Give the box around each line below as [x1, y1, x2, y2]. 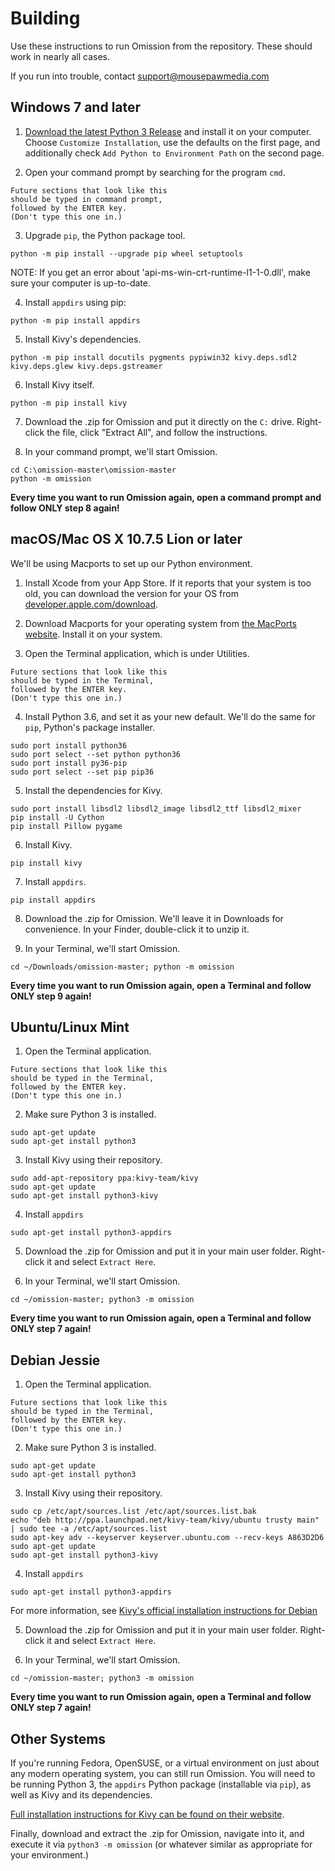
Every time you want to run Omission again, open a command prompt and [10, 491, 322, 503]
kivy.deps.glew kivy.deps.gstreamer [10, 361, 163, 371]
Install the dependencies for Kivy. [24, 784, 163, 796]
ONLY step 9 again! [10, 990, 92, 1002]
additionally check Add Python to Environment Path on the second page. [24, 147, 325, 159]
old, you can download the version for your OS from [24, 587, 239, 599]
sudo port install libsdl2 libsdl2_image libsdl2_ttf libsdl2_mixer [10, 803, 302, 814]
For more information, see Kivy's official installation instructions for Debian [10, 1605, 318, 1617]
